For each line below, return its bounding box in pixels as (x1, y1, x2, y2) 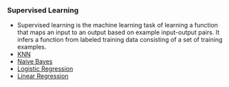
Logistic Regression (17, 64, 74, 73)
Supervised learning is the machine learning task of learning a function (17, 21, 219, 29)
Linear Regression (17, 72, 69, 80)
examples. (17, 43, 47, 51)
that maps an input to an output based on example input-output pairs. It (17, 28, 220, 36)
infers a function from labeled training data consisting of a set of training (17, 36, 223, 44)
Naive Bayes (17, 58, 53, 66)
